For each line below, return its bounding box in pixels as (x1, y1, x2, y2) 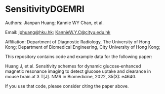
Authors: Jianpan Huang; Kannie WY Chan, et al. (5, 20, 104, 26)
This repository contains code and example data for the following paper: (5, 53, 152, 60)
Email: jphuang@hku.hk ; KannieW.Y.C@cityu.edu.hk (5, 29, 111, 35)
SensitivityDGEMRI (5, 3, 85, 15)
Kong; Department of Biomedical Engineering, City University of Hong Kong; (5, 44, 161, 50)
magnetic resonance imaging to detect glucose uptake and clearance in (5, 68, 151, 74)
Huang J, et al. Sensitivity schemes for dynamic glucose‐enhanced (5, 63, 141, 69)
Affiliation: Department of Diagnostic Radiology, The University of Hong (5, 38, 151, 45)
